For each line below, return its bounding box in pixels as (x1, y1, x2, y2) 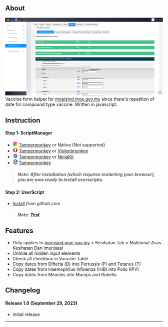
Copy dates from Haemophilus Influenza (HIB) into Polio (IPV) (12, 266, 139, 272)
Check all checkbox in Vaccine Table (12, 255, 88, 261)
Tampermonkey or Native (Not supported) (18, 141, 105, 147)
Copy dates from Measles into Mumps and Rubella (12, 271, 116, 277)
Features (5, 226, 33, 235)
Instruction (5, 116, 40, 124)
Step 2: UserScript (5, 189, 44, 195)
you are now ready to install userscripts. (17, 177, 104, 183)
